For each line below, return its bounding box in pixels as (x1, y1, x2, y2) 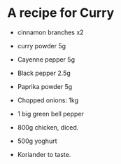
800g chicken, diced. (17, 123, 79, 131)
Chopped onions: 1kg (17, 96, 79, 104)
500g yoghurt (17, 137, 57, 145)
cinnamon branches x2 (17, 28, 84, 36)
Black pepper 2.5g (17, 69, 71, 77)
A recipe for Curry (7, 5, 115, 21)
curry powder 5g (17, 41, 66, 50)
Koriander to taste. (17, 150, 71, 158)
